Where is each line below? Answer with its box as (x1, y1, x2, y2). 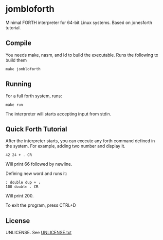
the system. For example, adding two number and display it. (5, 143, 126, 149)
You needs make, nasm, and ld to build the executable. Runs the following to (5, 52, 159, 58)
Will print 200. (5, 193, 34, 199)
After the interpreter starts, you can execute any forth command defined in (5, 138, 155, 144)
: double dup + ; (5, 180, 41, 185)
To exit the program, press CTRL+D (5, 202, 76, 208)
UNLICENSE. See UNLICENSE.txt (5, 230, 72, 236)
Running (5, 80, 32, 88)
